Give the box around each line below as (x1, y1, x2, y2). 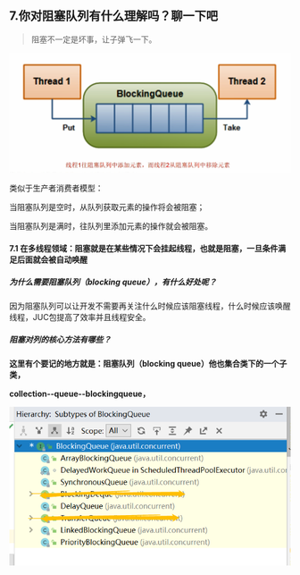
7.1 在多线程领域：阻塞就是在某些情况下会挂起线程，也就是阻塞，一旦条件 (9, 242, 279, 253)
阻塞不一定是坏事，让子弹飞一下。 (30, 34, 157, 45)
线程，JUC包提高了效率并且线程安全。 (9, 311, 151, 322)
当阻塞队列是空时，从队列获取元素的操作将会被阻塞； (9, 202, 205, 213)
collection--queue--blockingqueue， (9, 388, 151, 399)
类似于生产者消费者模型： (9, 182, 104, 194)
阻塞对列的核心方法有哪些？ (9, 334, 112, 344)
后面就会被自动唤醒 (16, 254, 87, 265)
